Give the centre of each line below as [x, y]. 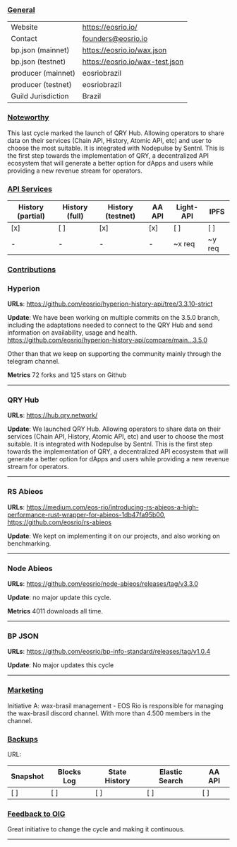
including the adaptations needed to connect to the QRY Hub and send [110, 325]
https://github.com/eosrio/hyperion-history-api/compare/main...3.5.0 [108, 340]
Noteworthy [28, 117]
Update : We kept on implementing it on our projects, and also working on [114, 536]
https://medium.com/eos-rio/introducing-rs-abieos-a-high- [113, 507]
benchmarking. [29, 543]
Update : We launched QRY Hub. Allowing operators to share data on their [114, 429]
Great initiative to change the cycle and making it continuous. [96, 829]
